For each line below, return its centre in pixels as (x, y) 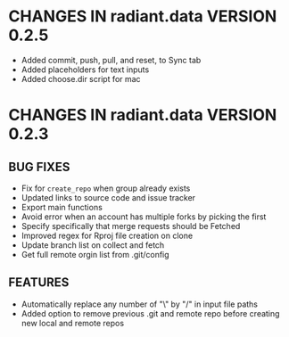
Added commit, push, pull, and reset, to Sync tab (111, 60)
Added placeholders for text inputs (85, 70)
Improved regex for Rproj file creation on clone (107, 235)
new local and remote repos (73, 323)
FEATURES (39, 283)
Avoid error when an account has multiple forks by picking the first (144, 217)
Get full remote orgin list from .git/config (95, 254)
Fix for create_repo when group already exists (106, 188)
